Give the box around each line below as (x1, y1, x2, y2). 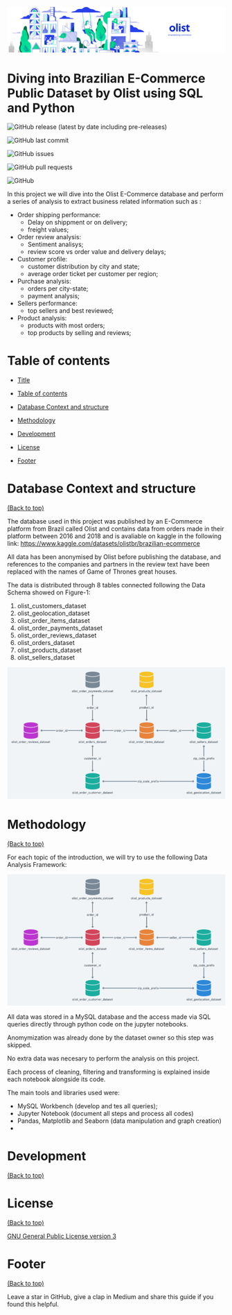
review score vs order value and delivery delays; (27, 248, 166, 256)
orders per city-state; (27, 284, 89, 293)
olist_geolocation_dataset (17, 609, 90, 617)
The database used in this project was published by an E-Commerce (7, 517, 203, 526)
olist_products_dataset (17, 646, 82, 655)
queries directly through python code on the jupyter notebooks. (7, 1020, 188, 1029)
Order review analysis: (17, 233, 82, 241)
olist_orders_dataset (17, 639, 75, 647)
